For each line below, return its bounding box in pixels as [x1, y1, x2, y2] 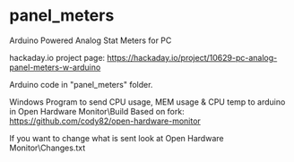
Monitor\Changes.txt [9, 142, 86, 153]
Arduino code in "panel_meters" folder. [9, 79, 153, 90]
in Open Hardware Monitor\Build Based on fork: [9, 106, 186, 116]
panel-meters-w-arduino [9, 62, 101, 72]
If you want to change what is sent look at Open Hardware [9, 132, 224, 143]
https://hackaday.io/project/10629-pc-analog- [107, 52, 278, 63]
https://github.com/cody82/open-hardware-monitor [9, 115, 202, 126]
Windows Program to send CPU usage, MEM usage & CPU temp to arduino [9, 96, 286, 107]
